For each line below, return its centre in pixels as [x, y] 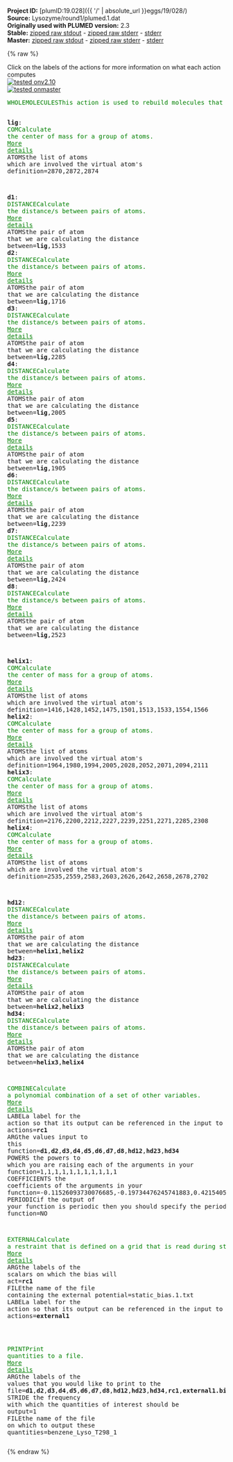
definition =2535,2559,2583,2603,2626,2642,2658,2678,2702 [108, 877]
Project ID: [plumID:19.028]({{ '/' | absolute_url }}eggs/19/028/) [97, 11]
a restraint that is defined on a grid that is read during [112, 1246]
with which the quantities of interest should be [93, 1405]
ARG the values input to [48, 1137]
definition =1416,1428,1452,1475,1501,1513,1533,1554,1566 [108, 710]
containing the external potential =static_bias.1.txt [101, 1295]
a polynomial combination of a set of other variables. [104, 1095]
